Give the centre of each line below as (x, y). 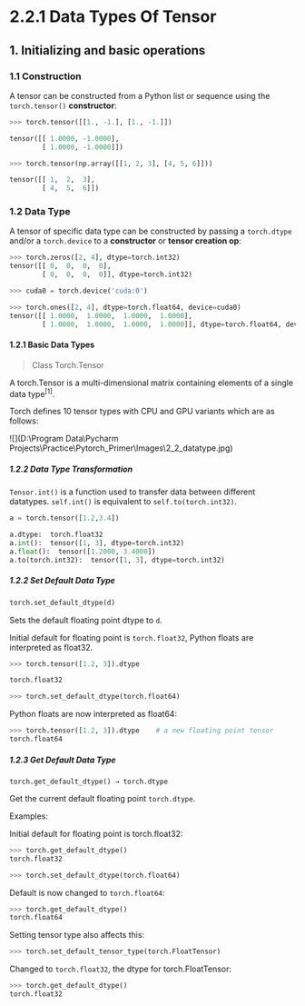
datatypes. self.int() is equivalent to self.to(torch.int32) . (123, 502)
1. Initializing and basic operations (108, 50)
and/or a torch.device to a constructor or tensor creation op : (126, 241)
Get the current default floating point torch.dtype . (103, 798)
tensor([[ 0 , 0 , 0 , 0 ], (60, 266)
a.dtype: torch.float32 (56, 535)
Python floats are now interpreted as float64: (93, 714)
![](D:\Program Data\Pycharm (64, 439)
